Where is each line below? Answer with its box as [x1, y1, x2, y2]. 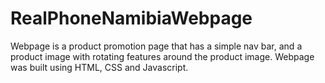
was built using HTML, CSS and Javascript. [10, 61, 189, 73]
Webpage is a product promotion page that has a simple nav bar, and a [10, 40, 303, 52]
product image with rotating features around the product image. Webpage [10, 50, 315, 62]
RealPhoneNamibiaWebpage [10, 7, 253, 30]
